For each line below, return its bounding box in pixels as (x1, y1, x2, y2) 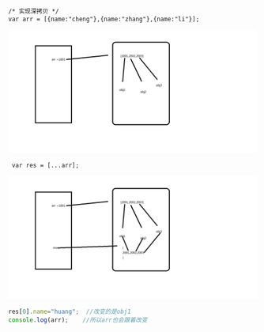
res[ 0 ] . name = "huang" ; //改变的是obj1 (8, 307, 132, 316)
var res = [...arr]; (11, 161, 80, 170)
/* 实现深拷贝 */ (8, 7, 59, 15)
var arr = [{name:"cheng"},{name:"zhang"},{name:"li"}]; (8, 15, 200, 23)
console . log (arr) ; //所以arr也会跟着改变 (8, 315, 148, 324)
